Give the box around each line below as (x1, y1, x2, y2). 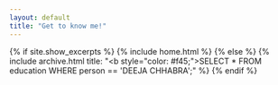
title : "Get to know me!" (9, 21, 107, 30)
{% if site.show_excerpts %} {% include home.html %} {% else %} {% (9, 46, 271, 56)
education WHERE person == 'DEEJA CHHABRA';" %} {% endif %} (9, 64, 258, 76)
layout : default (9, 13, 70, 22)
